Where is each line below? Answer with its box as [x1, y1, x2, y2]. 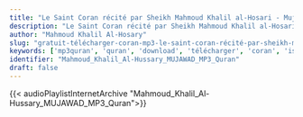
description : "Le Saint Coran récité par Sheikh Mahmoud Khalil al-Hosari [9, 22, 297, 31]
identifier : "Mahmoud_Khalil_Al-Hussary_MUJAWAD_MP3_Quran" [9, 55, 241, 64]
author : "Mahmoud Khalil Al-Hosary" [9, 30, 147, 39]
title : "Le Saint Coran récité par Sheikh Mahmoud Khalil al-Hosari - [9, 13, 280, 22]
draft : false [9, 64, 59, 73]
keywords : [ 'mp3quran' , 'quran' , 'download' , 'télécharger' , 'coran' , [9, 47, 280, 56]
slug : [9, 38, 30, 48]
